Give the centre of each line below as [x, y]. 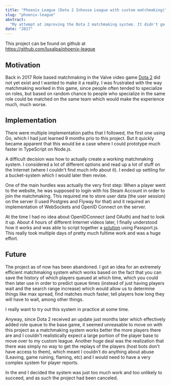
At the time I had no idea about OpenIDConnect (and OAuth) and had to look [85, 216]
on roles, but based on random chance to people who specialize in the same [85, 93]
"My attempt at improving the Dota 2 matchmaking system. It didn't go [88, 24]
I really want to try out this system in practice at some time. [67, 309]
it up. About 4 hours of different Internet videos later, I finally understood [81, 222]
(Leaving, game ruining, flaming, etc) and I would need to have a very [78, 357]
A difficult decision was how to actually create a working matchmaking [79, 159]
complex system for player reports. [42, 363]
